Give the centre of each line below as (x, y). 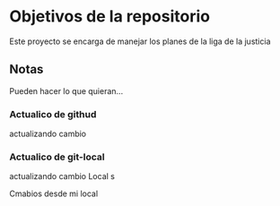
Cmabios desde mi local (54, 193)
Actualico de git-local (57, 157)
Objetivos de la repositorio (110, 17)
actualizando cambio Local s (62, 176)
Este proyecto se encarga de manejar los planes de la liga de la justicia (140, 41)
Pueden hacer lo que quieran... (66, 90)
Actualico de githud (53, 114)
